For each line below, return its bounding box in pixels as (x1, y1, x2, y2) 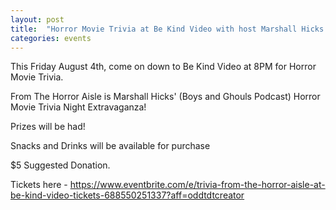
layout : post (10, 14, 65, 25)
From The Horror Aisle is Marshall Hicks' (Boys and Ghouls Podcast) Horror (10, 91, 321, 103)
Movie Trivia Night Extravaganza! (10, 101, 147, 113)
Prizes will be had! (10, 121, 86, 133)
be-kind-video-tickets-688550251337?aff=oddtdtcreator (10, 189, 245, 201)
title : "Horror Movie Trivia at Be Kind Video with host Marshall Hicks (10, 24, 325, 34)
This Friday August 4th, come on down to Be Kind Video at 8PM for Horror (10, 61, 317, 73)
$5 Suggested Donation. (10, 159, 111, 171)
